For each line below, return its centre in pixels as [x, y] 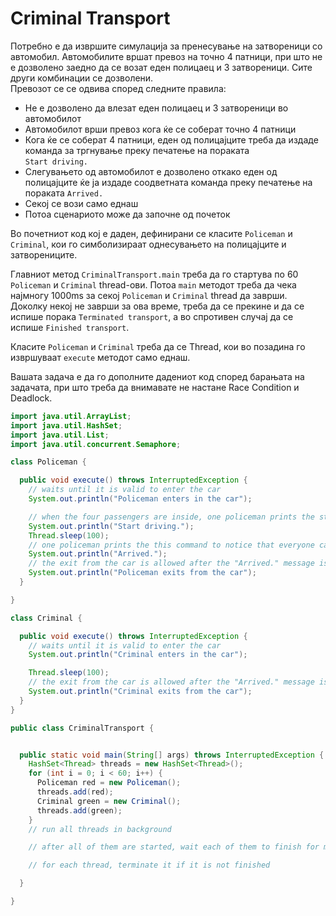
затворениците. [44, 254]
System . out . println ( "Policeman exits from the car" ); [142, 573]
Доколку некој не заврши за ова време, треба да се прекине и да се [157, 306]
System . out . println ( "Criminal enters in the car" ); [138, 655]
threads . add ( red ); [75, 792]
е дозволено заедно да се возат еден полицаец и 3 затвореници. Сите [161, 67]
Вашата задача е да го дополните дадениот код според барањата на [157, 376]
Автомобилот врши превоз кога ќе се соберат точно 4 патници [160, 129]
